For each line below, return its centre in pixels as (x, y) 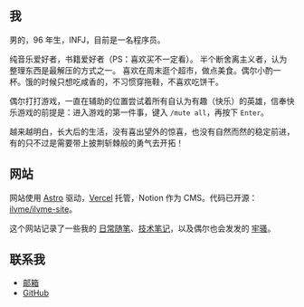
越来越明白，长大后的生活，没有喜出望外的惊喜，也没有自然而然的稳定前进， (152, 131)
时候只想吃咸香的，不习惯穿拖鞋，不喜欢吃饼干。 (132, 82)
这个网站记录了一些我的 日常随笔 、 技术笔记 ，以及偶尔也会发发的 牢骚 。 (142, 228)
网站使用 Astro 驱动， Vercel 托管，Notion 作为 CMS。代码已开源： (133, 197)
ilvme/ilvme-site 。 (43, 209)
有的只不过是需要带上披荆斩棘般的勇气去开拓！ (96, 142)
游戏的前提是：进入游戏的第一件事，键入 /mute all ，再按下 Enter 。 (143, 112)
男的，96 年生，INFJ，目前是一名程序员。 (87, 40)
